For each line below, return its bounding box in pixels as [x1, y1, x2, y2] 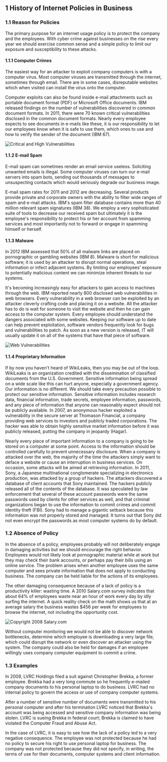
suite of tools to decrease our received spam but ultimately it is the [5, 210, 143, 216]
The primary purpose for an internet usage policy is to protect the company [5, 30, 161, 36]
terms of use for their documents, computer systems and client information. [5, 751, 161, 757]
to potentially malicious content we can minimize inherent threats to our [5, 270, 152, 276]
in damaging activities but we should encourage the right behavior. [5, 546, 143, 553]
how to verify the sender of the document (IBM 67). [5, 131, 111, 137]
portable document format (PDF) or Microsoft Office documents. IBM [5, 99, 147, 105]
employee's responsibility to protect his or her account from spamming [5, 215, 151, 221]
